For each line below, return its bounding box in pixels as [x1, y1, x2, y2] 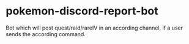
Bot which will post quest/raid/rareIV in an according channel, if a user [6, 24, 183, 31]
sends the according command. [6, 30, 86, 37]
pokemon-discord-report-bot [6, 4, 158, 18]
